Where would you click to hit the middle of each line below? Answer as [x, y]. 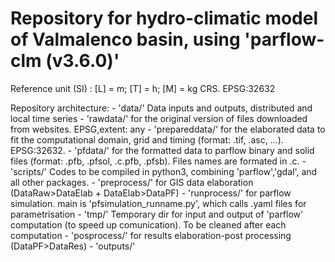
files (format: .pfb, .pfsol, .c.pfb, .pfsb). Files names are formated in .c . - [158, 161]
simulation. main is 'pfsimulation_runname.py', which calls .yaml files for [158, 203]
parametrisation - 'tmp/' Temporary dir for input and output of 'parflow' [157, 214]
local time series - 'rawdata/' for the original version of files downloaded [159, 118]
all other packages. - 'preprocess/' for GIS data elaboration [132, 182]
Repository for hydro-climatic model [164, 18]
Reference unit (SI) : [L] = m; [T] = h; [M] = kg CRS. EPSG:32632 [143, 88]
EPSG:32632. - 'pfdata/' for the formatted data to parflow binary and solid [162, 150]
